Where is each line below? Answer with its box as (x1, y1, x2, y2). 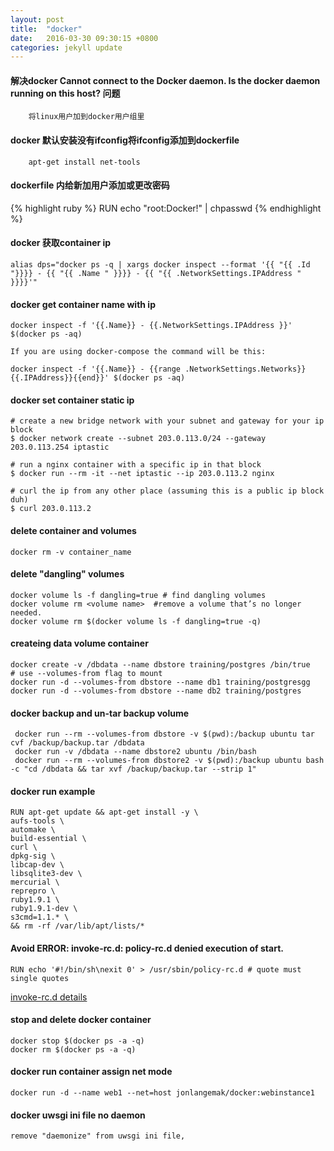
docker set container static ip (10, 394, 135, 406)
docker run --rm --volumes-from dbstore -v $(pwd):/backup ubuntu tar (14, 729, 315, 740)
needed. (10, 607, 43, 618)
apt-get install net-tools (28, 157, 141, 167)
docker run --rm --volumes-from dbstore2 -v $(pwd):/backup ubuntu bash (14, 756, 325, 766)
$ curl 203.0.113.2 (10, 504, 92, 514)
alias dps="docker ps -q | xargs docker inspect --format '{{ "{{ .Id (10, 260, 311, 270)
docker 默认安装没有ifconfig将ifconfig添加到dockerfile (10, 134, 240, 146)
